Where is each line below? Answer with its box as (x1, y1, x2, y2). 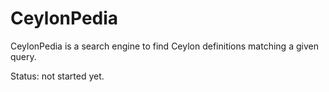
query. (10, 50, 37, 62)
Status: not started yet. (10, 70, 105, 82)
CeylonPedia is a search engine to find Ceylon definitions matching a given (10, 40, 319, 52)
